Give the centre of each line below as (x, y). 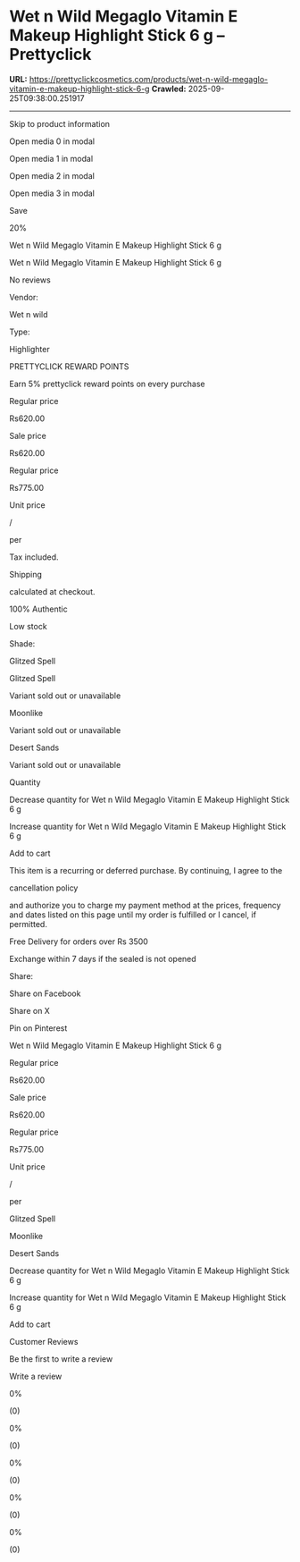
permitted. (28, 924)
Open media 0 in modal (52, 141)
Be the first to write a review (61, 1359)
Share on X (30, 1010)
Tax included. (34, 557)
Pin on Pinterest (38, 1028)
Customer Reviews (44, 1341)
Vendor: (24, 297)
